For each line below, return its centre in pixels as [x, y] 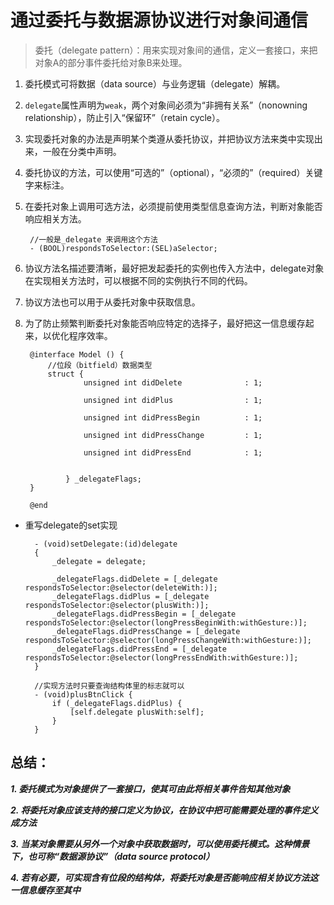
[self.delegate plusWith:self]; [137, 712]
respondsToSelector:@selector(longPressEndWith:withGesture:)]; [161, 657]
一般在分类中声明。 [82, 151]
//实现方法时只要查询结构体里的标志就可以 [109, 686]
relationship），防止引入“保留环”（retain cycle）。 [125, 117]
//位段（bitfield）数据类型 [100, 365]
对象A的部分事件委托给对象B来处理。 [111, 62]
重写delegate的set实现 [71, 525]
